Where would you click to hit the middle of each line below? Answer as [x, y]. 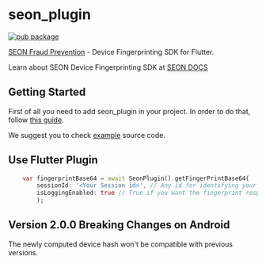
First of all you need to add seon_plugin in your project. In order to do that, [129, 111]
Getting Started [47, 92]
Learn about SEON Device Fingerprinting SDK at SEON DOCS [108, 67]
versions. [23, 252]
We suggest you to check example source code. [87, 135]
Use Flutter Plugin [53, 160]
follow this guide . [36, 120]
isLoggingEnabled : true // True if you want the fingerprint [140, 193]
